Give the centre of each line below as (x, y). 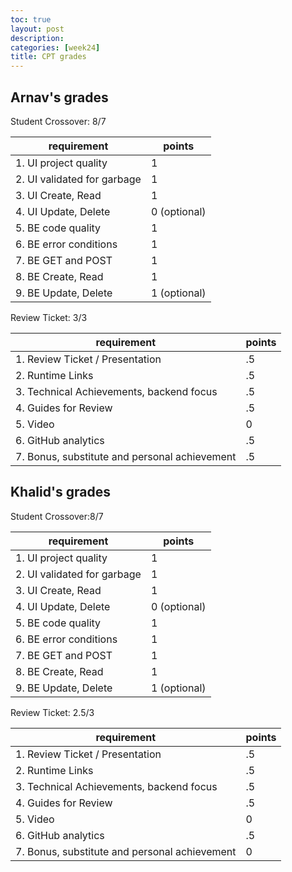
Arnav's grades (59, 97)
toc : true (31, 19)
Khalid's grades (60, 492)
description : (37, 38)
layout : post (37, 29)
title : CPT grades (48, 57)
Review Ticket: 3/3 (49, 317)
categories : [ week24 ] (55, 47)
